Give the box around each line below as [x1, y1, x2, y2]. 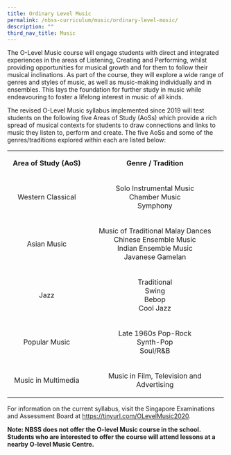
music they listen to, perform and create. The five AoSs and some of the [7, 129, 214, 137]
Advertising [136, 380, 174, 390]
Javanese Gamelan [123, 252, 187, 262]
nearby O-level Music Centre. [7, 440, 95, 449]
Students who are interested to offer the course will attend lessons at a [7, 433, 216, 441]
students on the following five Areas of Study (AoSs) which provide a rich [7, 114, 217, 122]
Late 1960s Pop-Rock [118, 329, 192, 338]
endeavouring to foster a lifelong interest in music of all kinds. [7, 93, 184, 101]
